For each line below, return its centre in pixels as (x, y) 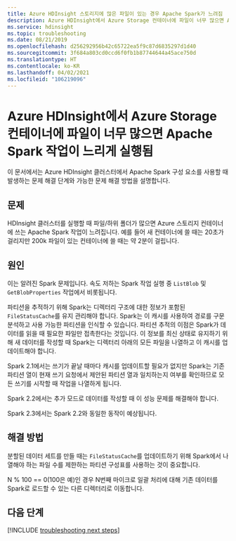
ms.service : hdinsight (40, 27)
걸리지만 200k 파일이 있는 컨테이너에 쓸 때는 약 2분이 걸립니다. (93, 241)
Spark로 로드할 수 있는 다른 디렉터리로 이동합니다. (76, 488)
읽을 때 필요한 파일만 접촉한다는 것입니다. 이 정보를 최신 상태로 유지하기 (123, 333)
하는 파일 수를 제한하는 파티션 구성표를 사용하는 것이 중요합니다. (113, 464)
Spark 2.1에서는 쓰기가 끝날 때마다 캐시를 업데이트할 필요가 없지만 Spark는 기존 (116, 365)
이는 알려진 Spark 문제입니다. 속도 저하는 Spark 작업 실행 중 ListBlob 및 (107, 283)
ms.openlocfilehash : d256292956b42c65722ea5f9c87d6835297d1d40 (102, 46)
